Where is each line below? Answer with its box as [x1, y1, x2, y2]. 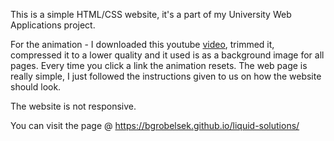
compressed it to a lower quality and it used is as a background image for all [10, 49, 325, 61]
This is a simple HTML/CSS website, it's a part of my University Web [10, 9, 292, 20]
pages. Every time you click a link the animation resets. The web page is [10, 60, 308, 71]
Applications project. [10, 19, 96, 31]
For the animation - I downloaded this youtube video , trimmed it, [10, 39, 275, 50]
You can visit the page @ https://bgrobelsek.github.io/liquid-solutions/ [10, 120, 300, 131]
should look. [10, 81, 62, 93]
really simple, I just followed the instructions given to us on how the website [10, 70, 322, 82]
